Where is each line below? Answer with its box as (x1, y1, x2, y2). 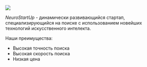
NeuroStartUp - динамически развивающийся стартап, (5, 14, 125, 20)
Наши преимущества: (5, 35, 53, 41)
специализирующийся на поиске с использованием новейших (5, 20, 142, 26)
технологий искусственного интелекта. (5, 26, 91, 31)
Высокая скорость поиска (12, 51, 70, 56)
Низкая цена (12, 56, 40, 62)
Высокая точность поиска (12, 45, 70, 51)
